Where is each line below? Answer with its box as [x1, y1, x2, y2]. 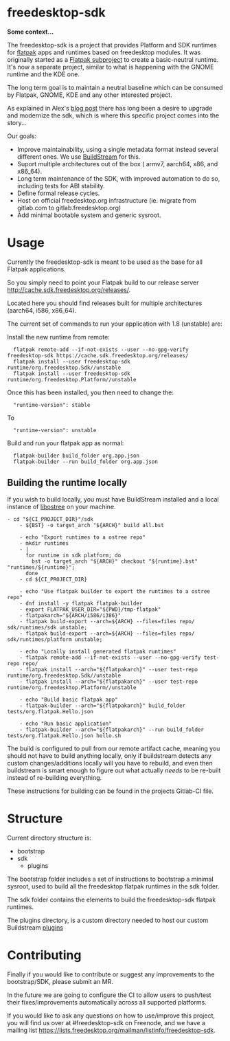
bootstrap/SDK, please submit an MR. [7, 977, 113, 985]
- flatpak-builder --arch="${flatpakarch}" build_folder [19, 702, 186, 709]
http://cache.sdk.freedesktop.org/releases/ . [7, 285, 131, 293]
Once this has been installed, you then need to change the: [7, 388, 174, 396]
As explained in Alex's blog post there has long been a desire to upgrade [7, 104, 213, 112]
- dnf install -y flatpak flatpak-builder [19, 600, 143, 607]
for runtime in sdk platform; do [25, 552, 122, 559]
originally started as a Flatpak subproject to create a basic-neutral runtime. [7, 55, 219, 63]
